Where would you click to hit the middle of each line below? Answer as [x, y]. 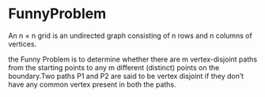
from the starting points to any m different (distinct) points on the [114, 67]
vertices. [23, 43]
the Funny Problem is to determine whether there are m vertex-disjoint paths [133, 59]
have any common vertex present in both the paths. [92, 84]
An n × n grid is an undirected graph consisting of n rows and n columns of [131, 35]
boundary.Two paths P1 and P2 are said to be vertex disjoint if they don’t [126, 76]
